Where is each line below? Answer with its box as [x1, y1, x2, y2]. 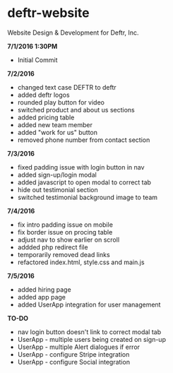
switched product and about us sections [17, 105, 136, 114]
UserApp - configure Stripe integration [17, 350, 130, 358]
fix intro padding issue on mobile [17, 220, 113, 229]
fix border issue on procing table [17, 227, 113, 236]
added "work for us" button [17, 128, 97, 136]
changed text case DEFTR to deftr [17, 83, 117, 91]
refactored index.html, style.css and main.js [17, 258, 145, 266]
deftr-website [7, 5, 90, 21]
